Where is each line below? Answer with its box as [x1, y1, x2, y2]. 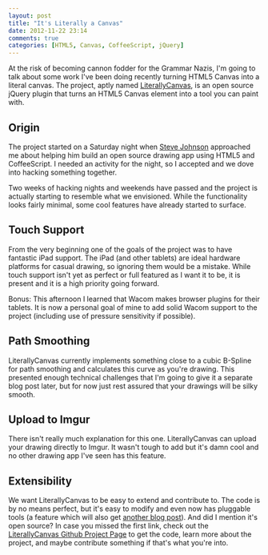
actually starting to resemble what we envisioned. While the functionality [8, 191, 248, 201]
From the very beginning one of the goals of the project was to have [8, 244, 233, 254]
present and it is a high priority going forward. [8, 278, 160, 288]
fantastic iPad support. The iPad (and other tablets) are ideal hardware [8, 253, 241, 263]
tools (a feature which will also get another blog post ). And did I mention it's [8, 513, 258, 522]
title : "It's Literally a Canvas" [8, 19, 124, 27]
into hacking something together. [8, 167, 118, 177]
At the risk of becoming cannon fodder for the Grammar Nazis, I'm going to [8, 63, 256, 73]
